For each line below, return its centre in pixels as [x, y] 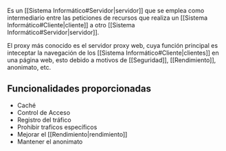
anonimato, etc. [29, 67]
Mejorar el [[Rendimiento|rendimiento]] [72, 134]
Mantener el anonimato [50, 141]
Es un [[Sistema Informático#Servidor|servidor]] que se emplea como [106, 11]
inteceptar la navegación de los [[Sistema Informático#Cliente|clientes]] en [113, 53]
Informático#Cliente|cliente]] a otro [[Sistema [71, 25]
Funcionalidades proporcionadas [79, 89]
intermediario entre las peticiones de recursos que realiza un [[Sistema [108, 18]
